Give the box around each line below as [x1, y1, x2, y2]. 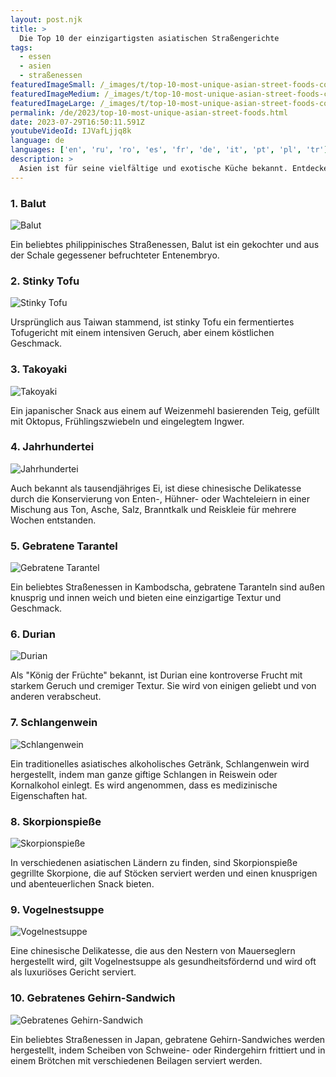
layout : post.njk [10, 14, 83, 25]
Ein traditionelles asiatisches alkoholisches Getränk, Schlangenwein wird [10, 757, 310, 770]
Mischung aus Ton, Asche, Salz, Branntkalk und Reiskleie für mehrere [10, 503, 297, 515]
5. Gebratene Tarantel [10, 539, 118, 553]
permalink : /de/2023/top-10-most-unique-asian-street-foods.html [10, 107, 288, 118]
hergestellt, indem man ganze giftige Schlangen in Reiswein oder [10, 768, 278, 780]
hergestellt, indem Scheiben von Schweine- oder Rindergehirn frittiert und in [10, 1044, 326, 1056]
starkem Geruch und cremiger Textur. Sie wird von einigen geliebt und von [10, 680, 317, 692]
